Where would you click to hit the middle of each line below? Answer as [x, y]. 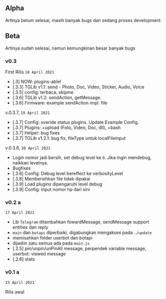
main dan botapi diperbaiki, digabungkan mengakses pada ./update [82, 232]
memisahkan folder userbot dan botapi [52, 238]
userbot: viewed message [39, 254]
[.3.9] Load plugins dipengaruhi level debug [57, 184]
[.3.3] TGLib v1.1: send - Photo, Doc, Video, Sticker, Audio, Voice [78, 86]
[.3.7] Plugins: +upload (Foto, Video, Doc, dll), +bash [66, 127]
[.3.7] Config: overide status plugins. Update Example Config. [75, 122]
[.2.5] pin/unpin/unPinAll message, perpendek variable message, [79, 248]
